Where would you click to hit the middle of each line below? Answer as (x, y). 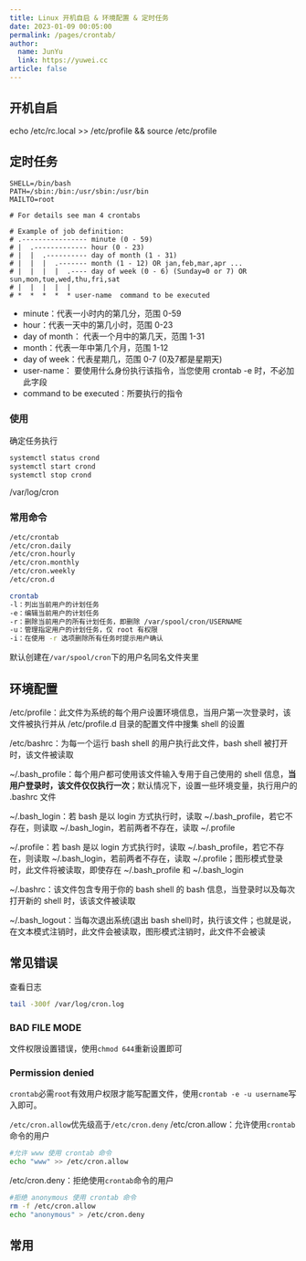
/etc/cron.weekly (42, 572)
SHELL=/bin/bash (40, 184)
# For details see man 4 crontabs (75, 215)
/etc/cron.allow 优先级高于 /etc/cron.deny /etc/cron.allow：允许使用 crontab (153, 1125)
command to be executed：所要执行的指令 (103, 393)
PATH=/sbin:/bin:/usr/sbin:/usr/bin (79, 191)
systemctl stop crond (51, 475)
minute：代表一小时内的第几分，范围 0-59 (102, 313)
